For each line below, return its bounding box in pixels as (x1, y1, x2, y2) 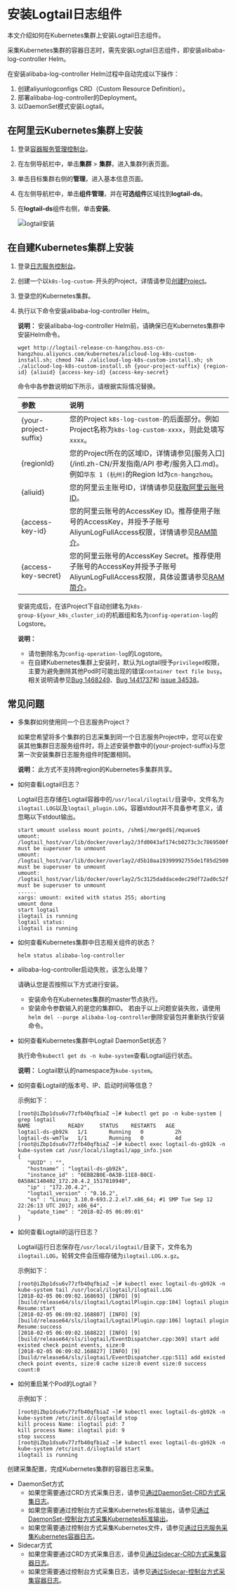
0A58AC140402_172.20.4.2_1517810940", (17, 1177, 131, 1185)
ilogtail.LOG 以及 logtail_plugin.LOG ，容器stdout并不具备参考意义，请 (17, 804, 223, 812)
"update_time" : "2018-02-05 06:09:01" (27, 1208, 144, 1215)
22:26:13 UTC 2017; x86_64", (17, 1202, 103, 1210)
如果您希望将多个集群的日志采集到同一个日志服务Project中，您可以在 (17, 733, 217, 741)
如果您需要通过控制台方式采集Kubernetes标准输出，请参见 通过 (27, 1506, 209, 1514)
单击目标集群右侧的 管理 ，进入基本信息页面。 (17, 174, 147, 183)
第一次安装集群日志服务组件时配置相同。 (17, 751, 135, 759)
